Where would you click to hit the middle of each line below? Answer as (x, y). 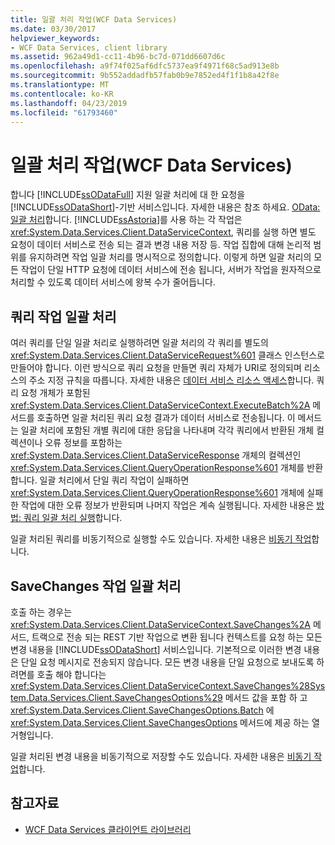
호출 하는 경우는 (41, 612)
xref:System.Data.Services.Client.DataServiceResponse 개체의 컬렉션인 (156, 455)
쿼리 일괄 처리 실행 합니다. (73, 518)
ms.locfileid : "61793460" (64, 112)
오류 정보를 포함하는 (83, 443)
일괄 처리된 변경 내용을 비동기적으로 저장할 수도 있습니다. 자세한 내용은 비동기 (161, 756)
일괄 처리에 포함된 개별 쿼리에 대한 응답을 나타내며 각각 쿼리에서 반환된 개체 (167, 430)
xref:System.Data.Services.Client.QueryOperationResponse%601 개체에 (157, 493)
